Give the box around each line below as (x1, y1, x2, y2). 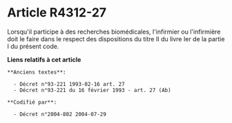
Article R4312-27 (7, 5, 107, 21)
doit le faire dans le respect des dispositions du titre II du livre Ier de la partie (7, 34, 225, 43)
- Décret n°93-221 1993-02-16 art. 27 (13, 80, 126, 87)
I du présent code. (7, 42, 59, 50)
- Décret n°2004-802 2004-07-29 (13, 111, 107, 118)
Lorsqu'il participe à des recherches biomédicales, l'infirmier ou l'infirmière (7, 27, 221, 36)
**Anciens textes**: (7, 69, 67, 76)
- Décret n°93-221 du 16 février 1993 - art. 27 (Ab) (13, 87, 171, 93)
